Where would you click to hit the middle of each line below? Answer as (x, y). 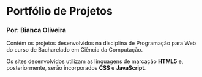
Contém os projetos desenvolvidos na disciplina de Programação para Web (101, 43)
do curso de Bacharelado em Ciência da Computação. (75, 50)
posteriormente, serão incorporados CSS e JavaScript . (76, 68)
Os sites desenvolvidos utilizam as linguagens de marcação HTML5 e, (95, 61)
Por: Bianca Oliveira (36, 30)
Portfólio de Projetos (60, 11)
